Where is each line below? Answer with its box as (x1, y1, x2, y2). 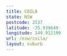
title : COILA (6, 8, 38, 15)
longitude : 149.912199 (6, 30, 61, 36)
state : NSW (6, 14, 33, 20)
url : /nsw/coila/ (6, 36, 48, 41)
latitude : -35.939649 (6, 24, 59, 31)
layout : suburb (6, 41, 43, 47)
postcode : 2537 (6, 19, 43, 25)
